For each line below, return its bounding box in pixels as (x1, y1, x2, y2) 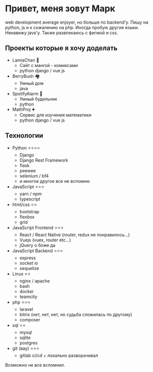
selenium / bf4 (19, 173, 49, 179)
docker (19, 288, 34, 294)
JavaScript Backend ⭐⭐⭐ (12, 247, 63, 254)
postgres (19, 339, 38, 345)
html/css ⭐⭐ (12, 202, 37, 207)
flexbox (19, 214, 35, 220)
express (19, 255, 36, 261)
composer (19, 316, 41, 323)
